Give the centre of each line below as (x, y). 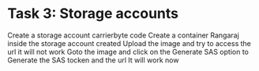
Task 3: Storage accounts (93, 14)
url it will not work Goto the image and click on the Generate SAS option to (128, 51)
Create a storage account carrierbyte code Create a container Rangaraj (124, 35)
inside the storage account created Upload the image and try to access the (129, 43)
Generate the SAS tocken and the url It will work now (93, 60)
